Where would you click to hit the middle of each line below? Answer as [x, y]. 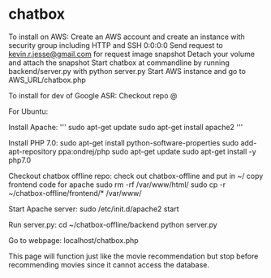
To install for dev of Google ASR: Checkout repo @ [93, 95]
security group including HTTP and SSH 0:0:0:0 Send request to [116, 45]
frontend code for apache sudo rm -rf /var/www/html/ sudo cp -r [117, 185]
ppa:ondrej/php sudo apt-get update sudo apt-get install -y [157, 151]
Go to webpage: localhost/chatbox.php [74, 240]
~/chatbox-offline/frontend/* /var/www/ [75, 193]
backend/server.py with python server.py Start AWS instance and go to [127, 71]
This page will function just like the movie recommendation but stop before [133, 256]
